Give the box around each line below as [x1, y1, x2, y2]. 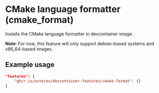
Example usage [5, 60, 55, 69]
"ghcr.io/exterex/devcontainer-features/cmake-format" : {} [14, 78, 141, 83]
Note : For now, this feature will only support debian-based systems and [5, 40, 154, 46]
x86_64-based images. [5, 46, 53, 52]
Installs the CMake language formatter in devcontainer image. [5, 31, 134, 37]
